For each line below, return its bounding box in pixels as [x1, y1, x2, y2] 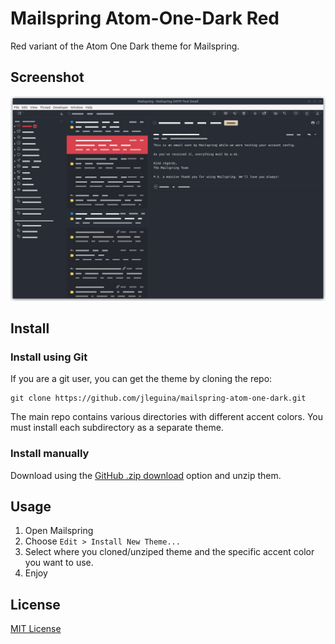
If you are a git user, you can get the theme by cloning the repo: [10, 373, 273, 385]
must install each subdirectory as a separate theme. [10, 422, 224, 434]
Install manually [10, 447, 90, 461]
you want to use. [24, 557, 94, 569]
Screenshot [10, 69, 85, 86]
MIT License [10, 623, 62, 635]
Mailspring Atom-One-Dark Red [10, 7, 280, 30]
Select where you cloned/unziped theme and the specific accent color [24, 546, 315, 558]
